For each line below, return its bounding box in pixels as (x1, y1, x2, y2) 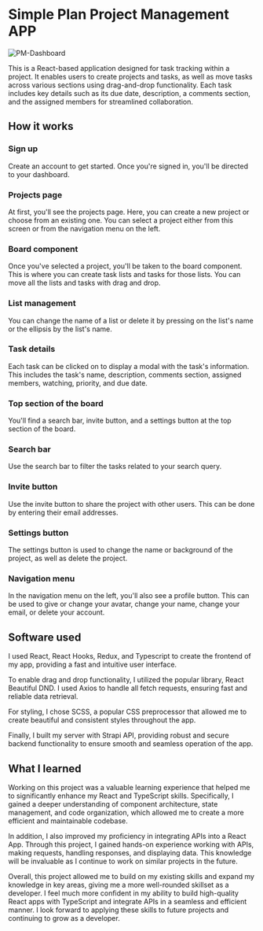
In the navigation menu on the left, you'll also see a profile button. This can (8, 591, 250, 600)
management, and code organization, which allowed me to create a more (8, 807, 245, 817)
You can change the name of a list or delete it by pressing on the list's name (8, 316, 254, 325)
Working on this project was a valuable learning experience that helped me (8, 782, 250, 792)
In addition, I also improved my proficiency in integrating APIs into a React (8, 831, 247, 840)
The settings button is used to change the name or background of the (8, 545, 233, 554)
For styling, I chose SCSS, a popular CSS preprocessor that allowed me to (8, 707, 247, 717)
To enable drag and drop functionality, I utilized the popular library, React (8, 675, 245, 685)
